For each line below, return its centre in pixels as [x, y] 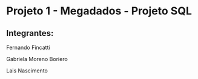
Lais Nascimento [27, 71]
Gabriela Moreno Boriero [37, 59]
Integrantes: [30, 33]
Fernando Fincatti [28, 47]
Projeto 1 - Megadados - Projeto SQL [99, 11]
